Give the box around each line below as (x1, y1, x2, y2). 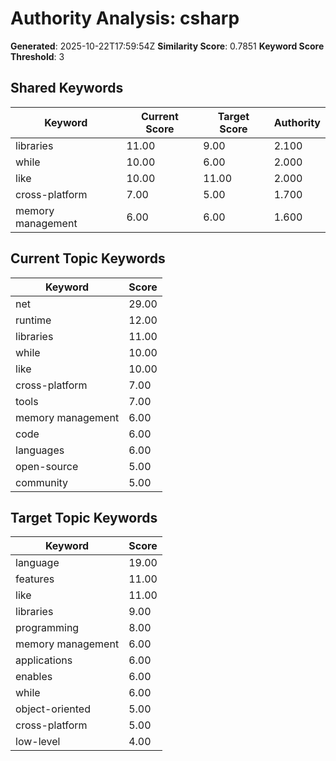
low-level (15, 735, 61, 749)
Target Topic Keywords (10, 509, 158, 526)
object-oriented (15, 702, 91, 716)
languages (15, 443, 65, 457)
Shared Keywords (10, 80, 124, 97)
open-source (15, 459, 79, 473)
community (15, 475, 69, 489)
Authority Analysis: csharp (10, 7, 240, 30)
